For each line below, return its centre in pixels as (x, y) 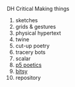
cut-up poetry (32, 46)
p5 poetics (29, 65)
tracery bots (30, 52)
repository (28, 78)
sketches (26, 20)
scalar (23, 58)
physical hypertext (38, 33)
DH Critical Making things (38, 9)
